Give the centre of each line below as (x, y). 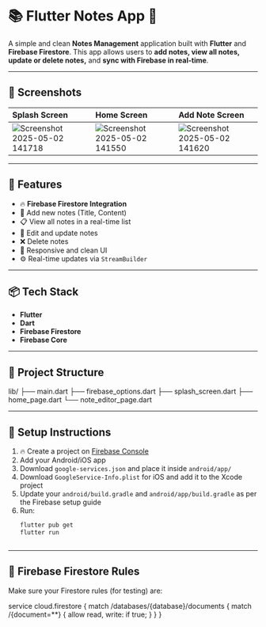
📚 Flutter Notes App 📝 (83, 16)
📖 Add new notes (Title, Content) (73, 212)
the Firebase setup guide (60, 502)
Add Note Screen (211, 115)
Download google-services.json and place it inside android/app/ (125, 468)
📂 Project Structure (56, 372)
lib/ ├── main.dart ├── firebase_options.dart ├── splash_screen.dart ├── (131, 391)
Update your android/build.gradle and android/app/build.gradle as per (138, 494)
